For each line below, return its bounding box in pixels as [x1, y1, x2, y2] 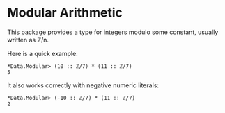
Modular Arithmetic [7, 5, 123, 21]
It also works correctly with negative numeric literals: [7, 81, 159, 89]
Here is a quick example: [7, 49, 78, 58]
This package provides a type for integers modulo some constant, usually [7, 28, 219, 36]
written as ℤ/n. [7, 35, 49, 44]
